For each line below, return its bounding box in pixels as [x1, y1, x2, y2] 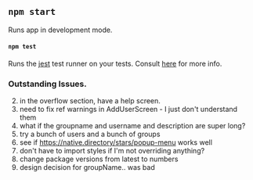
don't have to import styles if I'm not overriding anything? [19, 146, 205, 156]
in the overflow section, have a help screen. [19, 96, 161, 106]
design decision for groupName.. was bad [19, 163, 155, 172]
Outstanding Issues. [8, 78, 88, 89]
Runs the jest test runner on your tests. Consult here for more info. [8, 59, 222, 69]
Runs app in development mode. [8, 25, 113, 34]
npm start [8, 6, 56, 18]
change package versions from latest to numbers [19, 154, 179, 164]
